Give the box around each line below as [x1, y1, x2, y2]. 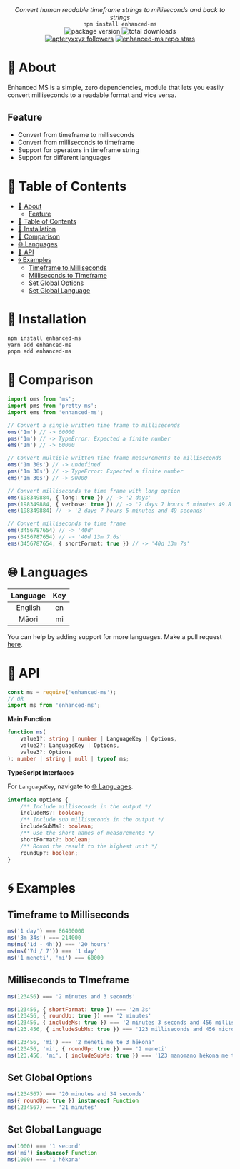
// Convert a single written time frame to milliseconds [7, 421, 181, 429]
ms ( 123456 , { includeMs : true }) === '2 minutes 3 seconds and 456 [7, 1019, 213, 1026]
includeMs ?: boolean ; [20, 809, 84, 817]
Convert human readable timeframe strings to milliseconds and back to [14, 6, 226, 14]
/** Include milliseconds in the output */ [20, 803, 152, 810]
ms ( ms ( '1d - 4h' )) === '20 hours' [7, 941, 111, 948]
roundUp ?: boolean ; [20, 849, 79, 856]
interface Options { [7, 796, 69, 803]
